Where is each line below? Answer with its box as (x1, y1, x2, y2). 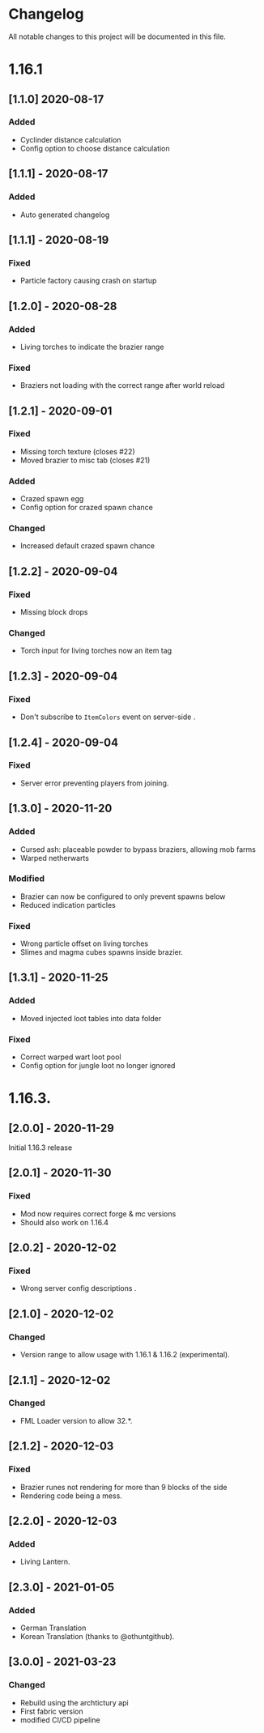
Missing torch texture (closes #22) (19, 446, 135, 456)
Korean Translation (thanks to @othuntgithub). (19, 1631, 175, 1641)
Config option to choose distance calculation (19, 143, 170, 153)
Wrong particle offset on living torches (19, 939, 148, 948)
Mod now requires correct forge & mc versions (19, 1208, 177, 1219)
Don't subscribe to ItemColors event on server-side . (19, 712, 196, 722)
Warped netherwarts (19, 853, 89, 862)
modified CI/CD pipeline (19, 1714, 100, 1725)
